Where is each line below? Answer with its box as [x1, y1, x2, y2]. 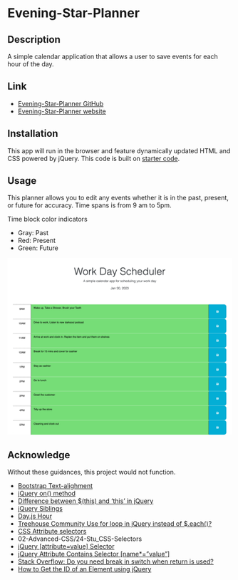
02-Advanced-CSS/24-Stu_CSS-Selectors [17, 534, 143, 543]
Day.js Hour [17, 512, 52, 520]
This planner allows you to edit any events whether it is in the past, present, [7, 194, 229, 202]
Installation [7, 128, 58, 140]
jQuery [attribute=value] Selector [17, 542, 115, 550]
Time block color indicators [7, 215, 88, 224]
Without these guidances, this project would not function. [7, 467, 176, 476]
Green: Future [17, 244, 58, 252]
